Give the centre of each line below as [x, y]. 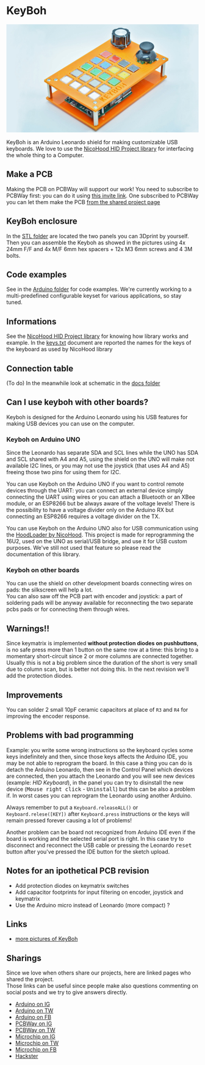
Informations [31, 321]
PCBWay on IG [34, 1023]
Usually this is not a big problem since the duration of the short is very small [102, 663]
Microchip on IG [35, 1037]
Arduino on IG [33, 1004]
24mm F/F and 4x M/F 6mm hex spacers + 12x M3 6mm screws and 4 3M [99, 249]
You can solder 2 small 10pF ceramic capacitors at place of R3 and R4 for [97, 710]
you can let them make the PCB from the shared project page [83, 202]
